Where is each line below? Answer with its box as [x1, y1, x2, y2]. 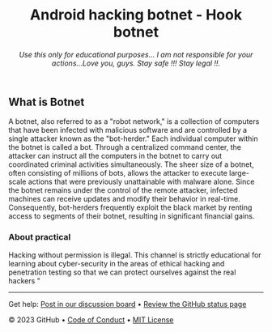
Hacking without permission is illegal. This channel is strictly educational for [8, 249, 261, 260]
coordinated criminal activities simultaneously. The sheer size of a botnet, [8, 160, 255, 169]
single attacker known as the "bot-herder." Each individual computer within [8, 134, 259, 143]
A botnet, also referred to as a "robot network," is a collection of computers [8, 117, 260, 126]
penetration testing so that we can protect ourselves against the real [8, 267, 236, 277]
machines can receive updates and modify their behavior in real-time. [8, 194, 240, 204]
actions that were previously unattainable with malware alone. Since [28, 177, 255, 187]
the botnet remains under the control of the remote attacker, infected [8, 185, 238, 195]
